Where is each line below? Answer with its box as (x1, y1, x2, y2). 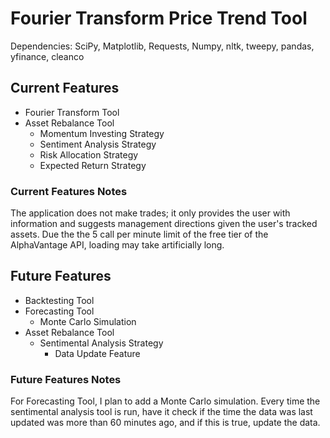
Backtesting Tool (24, 294, 95, 306)
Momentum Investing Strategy (39, 127, 165, 139)
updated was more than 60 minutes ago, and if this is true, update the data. (10, 417, 321, 429)
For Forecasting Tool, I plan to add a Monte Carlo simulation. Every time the (10, 395, 321, 407)
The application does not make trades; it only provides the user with (10, 207, 291, 219)
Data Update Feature (54, 347, 141, 359)
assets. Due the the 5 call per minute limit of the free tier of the (10, 228, 269, 241)
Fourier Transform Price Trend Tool (10, 7, 308, 30)
